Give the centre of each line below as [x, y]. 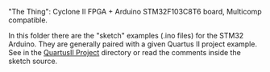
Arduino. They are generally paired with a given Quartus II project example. [133, 44]
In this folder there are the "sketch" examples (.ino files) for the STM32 [126, 36]
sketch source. [33, 61]
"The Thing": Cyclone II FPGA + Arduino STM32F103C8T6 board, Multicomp [135, 12]
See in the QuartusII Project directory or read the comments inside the [125, 52]
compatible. [28, 20]
